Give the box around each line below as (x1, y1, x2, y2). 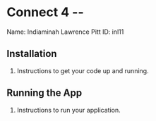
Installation (6, 48, 57, 60)
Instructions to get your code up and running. (16, 66, 149, 75)
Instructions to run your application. (16, 106, 121, 114)
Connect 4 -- (6, 4, 84, 20)
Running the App (6, 87, 83, 99)
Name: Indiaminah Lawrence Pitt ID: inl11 (6, 27, 124, 36)
